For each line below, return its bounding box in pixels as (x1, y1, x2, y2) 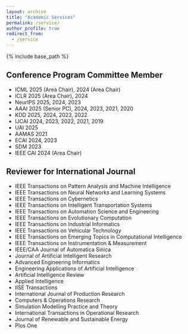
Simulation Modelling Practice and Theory (14, 302, 118, 310)
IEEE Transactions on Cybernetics (14, 195, 98, 202)
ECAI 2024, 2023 (14, 137, 58, 144)
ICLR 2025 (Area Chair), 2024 (14, 92, 88, 99)
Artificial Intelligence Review (14, 271, 84, 278)
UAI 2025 (14, 123, 39, 131)
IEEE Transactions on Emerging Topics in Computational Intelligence (14, 233, 183, 240)
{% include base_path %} (6, 53, 69, 60)
